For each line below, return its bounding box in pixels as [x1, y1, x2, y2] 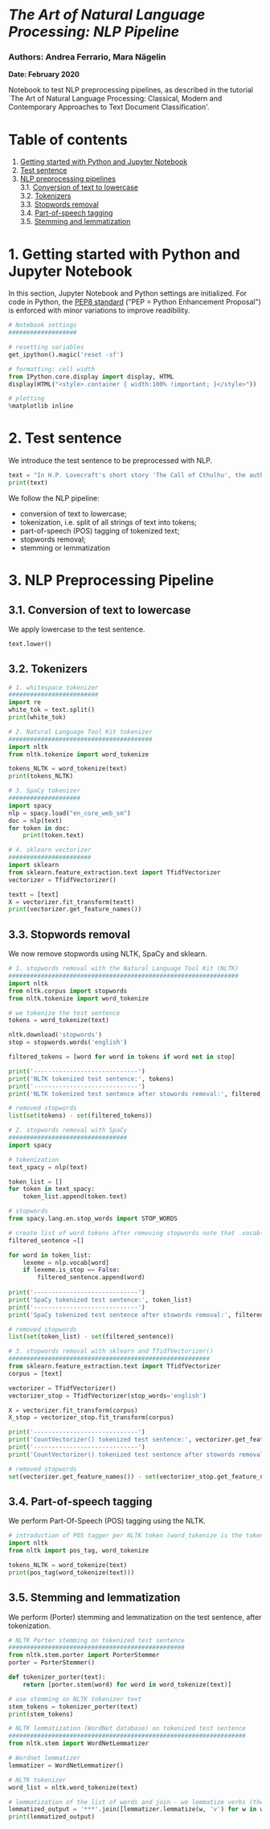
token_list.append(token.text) [22, 1193, 128, 1201]
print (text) [8, 479, 48, 487]
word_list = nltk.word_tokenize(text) [8, 1783, 138, 1791]
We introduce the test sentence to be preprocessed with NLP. [8, 456, 213, 465]
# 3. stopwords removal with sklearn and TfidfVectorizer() [8, 1348, 215, 1356]
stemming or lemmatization [19, 542, 111, 552]
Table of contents [8, 130, 129, 149]
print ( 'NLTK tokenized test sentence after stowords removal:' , [8, 1090, 228, 1098]
